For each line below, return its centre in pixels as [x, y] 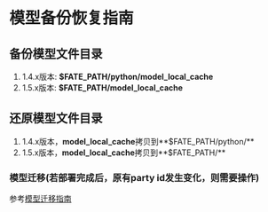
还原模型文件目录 [56, 118]
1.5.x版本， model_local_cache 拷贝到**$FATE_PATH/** [124, 153]
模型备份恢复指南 [72, 18]
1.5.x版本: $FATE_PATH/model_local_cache [102, 88]
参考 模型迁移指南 [40, 199]
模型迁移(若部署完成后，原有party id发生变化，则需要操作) [134, 177]
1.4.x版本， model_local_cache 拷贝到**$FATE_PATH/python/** [138, 141]
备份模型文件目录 [56, 54]
